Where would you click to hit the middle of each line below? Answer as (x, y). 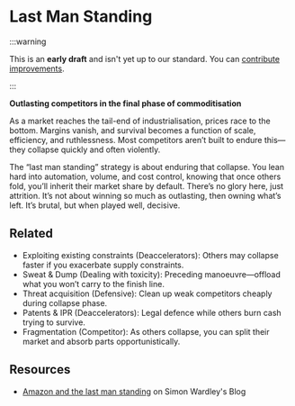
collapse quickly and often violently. (94, 149)
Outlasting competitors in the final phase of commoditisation (125, 103)
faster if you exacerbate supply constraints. (103, 265)
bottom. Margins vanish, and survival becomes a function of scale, (133, 130)
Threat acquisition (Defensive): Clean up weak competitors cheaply (147, 293)
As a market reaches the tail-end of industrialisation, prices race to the (140, 121)
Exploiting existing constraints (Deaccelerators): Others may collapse (150, 255)
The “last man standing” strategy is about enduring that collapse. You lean (147, 167)
